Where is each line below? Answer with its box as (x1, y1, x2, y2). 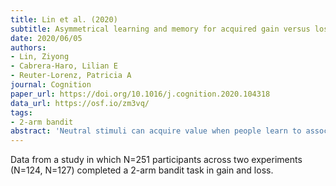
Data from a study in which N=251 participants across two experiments (10, 154, 303, 166)
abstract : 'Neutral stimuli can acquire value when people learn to (10, 126, 302, 136)
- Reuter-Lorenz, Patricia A (10, 71, 132, 81)
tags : (10, 107, 33, 118)
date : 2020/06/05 (10, 33, 83, 43)
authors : (10, 42, 47, 53)
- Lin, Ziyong (10, 52, 70, 62)
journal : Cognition (10, 80, 92, 90)
